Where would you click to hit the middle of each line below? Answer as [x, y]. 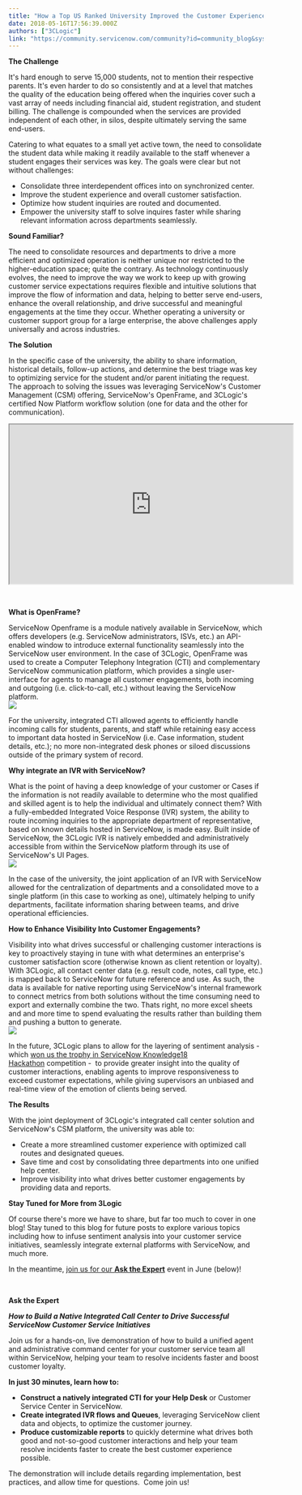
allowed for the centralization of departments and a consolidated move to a [134, 888]
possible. [35, 1458]
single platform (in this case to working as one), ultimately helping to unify [132, 897]
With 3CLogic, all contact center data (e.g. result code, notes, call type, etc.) [136, 971]
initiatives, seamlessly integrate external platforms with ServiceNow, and [130, 1245]
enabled [22, 645]
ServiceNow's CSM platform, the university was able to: [102, 1129]
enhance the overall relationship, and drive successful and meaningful [125, 304]
